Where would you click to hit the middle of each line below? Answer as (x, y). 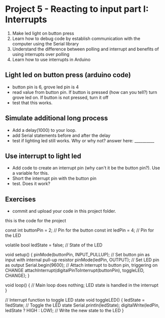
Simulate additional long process (57, 118)
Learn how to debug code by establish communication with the (76, 39)
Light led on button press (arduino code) (68, 75)
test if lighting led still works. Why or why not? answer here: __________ (83, 140)
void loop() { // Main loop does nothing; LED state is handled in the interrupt (82, 285)
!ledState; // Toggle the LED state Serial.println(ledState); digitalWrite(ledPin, (82, 305)
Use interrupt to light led (43, 156)
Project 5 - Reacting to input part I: (77, 9)
